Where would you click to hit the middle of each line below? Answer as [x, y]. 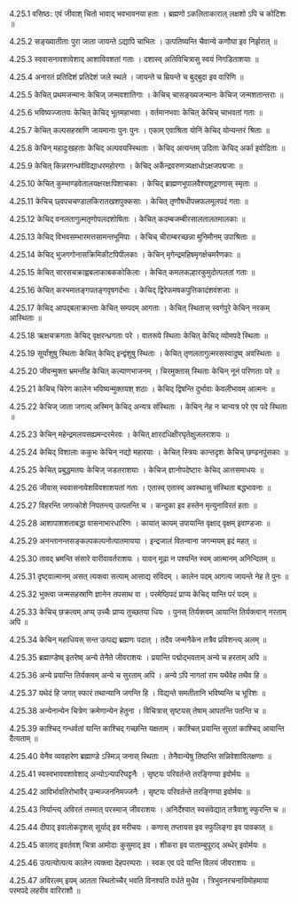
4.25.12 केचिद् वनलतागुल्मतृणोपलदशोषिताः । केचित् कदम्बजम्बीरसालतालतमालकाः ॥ [127, 219]
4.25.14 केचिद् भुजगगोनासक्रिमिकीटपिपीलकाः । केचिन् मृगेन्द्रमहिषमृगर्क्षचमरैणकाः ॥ [125, 254]
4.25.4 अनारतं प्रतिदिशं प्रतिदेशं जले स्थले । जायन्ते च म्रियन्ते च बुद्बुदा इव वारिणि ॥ [126, 77]
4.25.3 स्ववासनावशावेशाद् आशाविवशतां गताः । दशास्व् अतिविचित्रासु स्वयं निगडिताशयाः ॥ [134, 59]
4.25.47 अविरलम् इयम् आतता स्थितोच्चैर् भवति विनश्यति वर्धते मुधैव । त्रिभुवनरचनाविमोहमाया [139, 880]
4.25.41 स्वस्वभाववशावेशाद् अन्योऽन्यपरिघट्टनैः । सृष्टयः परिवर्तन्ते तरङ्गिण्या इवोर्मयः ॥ [129, 774]
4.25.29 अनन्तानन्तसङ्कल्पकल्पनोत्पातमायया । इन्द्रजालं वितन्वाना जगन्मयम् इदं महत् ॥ [133, 541]
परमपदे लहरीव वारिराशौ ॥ [45, 891]
